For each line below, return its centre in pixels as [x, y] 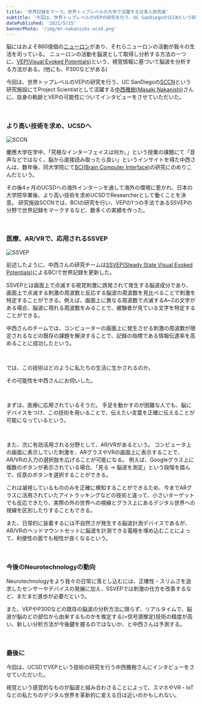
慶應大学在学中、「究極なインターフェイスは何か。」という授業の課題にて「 [98, 152]
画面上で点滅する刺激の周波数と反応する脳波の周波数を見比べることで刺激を [101, 293]
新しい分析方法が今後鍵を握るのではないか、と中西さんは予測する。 [101, 624]
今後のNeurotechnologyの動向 [51, 566]
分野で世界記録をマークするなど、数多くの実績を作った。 [77, 210]
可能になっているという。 [38, 420]
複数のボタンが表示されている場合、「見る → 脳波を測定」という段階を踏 [96, 467]
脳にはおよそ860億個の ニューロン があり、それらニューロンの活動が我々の [98, 46]
